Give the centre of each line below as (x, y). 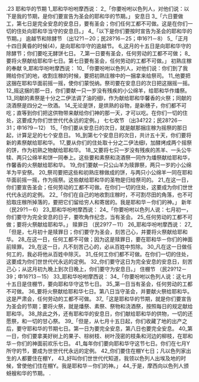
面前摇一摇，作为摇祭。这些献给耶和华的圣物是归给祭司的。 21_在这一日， (101, 180)
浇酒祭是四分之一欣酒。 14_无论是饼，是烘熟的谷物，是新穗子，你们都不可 (97, 105)
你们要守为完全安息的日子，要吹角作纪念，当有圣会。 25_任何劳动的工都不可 (99, 217)
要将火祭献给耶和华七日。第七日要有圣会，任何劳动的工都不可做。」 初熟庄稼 (99, 61)
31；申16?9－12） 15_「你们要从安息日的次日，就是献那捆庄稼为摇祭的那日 (97, 128)
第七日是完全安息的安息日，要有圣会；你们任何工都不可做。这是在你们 (102, 24)
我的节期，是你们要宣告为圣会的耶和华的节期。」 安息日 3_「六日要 (97, 16)
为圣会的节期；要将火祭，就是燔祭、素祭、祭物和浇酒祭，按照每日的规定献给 (99, 306)
